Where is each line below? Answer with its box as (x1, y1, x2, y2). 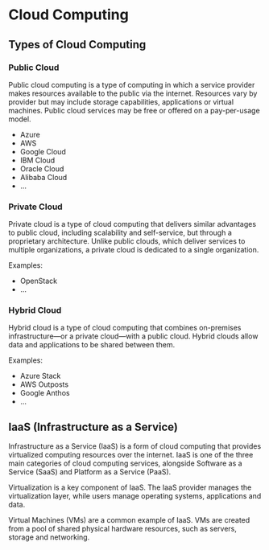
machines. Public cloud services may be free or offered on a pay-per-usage (8, 105, 260, 115)
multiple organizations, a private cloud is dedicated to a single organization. (8, 245, 259, 255)
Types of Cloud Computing (8, 38, 147, 51)
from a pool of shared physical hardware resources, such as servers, (8, 524, 238, 534)
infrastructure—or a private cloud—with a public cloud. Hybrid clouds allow (8, 331, 259, 341)
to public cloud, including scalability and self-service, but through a (8, 228, 232, 238)
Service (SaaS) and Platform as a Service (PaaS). (8, 467, 172, 477)
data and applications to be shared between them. (8, 340, 176, 350)
